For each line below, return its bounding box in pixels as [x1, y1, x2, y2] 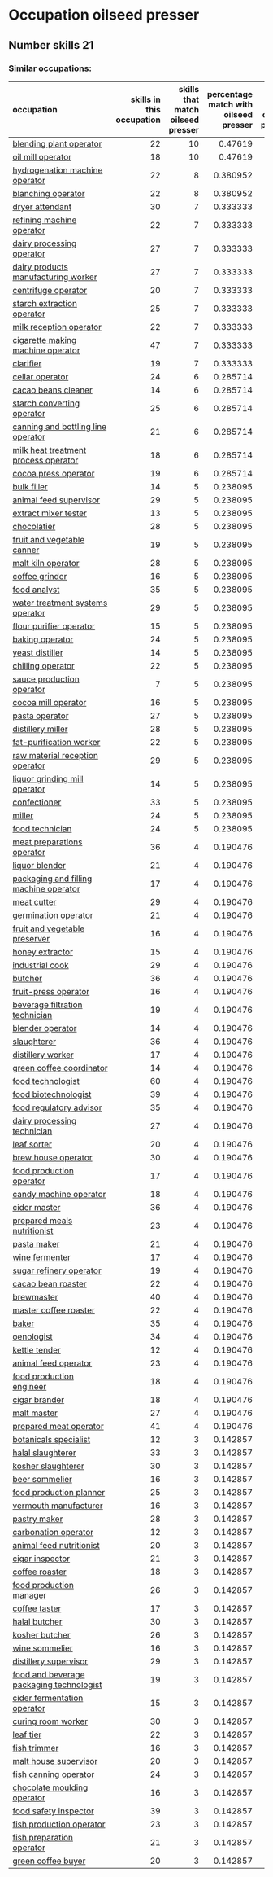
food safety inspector [12, 1805, 95, 1817]
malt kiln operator [12, 557, 80, 568]
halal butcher [12, 1616, 63, 1627]
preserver [12, 932, 50, 944]
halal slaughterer [12, 1447, 77, 1458]
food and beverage [12, 1669, 85, 1680]
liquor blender [12, 859, 67, 871]
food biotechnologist [12, 1089, 92, 1100]
